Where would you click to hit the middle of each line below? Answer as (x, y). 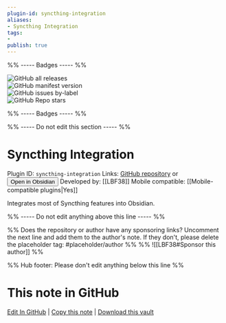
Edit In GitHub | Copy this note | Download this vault (81, 312)
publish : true (27, 45)
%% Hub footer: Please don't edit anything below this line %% (95, 265)
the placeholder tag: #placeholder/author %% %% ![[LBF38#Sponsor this (112, 244)
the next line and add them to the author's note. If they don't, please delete (113, 237)
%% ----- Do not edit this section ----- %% (69, 127)
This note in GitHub (63, 293)
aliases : (20, 20)
